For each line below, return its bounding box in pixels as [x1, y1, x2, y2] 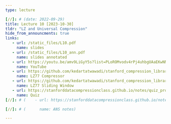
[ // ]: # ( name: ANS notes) [5, 107, 76, 112]
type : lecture [5, 7, 36, 13]
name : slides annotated [16, 55, 67, 60]
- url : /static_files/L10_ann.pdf [12, 49, 85, 55]
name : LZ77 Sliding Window [16, 83, 74, 88]
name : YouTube [16, 64, 47, 69]
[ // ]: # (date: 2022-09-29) [5, 16, 65, 22]
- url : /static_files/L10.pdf [12, 40, 76, 46]
